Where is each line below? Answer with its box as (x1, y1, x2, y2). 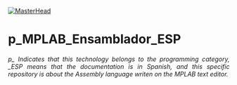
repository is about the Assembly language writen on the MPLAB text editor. (8, 70, 229, 78)
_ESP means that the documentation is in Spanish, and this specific (8, 62, 230, 70)
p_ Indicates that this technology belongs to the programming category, (8, 55, 230, 63)
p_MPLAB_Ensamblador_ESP (8, 32, 181, 47)
